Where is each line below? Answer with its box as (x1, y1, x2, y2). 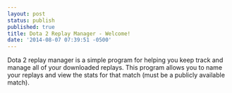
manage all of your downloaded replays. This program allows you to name (7, 63, 223, 72)
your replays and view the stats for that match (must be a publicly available (7, 71, 226, 80)
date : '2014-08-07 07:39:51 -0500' (7, 37, 112, 44)
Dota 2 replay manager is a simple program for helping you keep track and (7, 56, 224, 64)
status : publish (7, 17, 55, 24)
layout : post (7, 10, 46, 18)
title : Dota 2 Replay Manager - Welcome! (7, 30, 131, 37)
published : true (7, 23, 55, 30)
